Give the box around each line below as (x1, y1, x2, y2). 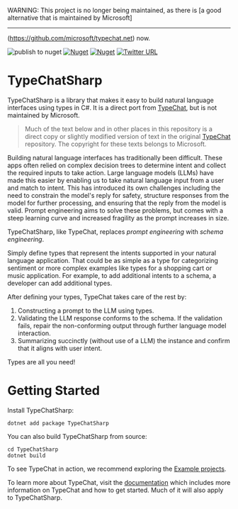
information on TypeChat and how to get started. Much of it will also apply (7, 486, 224, 494)
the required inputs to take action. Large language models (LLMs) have (7, 168, 214, 177)
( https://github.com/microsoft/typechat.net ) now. (7, 34, 151, 42)
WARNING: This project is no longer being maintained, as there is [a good (7, 6, 222, 14)
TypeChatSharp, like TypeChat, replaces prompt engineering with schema (7, 227, 224, 236)
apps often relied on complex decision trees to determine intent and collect (7, 161, 227, 169)
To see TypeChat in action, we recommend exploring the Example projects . (7, 464, 227, 473)
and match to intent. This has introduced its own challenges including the (7, 184, 221, 192)
